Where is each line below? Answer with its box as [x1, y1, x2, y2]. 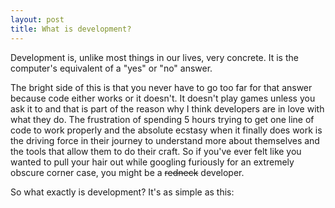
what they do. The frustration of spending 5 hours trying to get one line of [10, 113, 315, 125]
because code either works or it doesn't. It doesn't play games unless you [10, 92, 316, 104]
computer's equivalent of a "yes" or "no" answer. [10, 62, 213, 74]
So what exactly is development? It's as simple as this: [10, 186, 235, 198]
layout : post [10, 14, 65, 25]
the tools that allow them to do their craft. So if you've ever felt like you [10, 145, 302, 157]
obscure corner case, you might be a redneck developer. [10, 166, 245, 178]
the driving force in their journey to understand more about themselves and [10, 134, 320, 146]
